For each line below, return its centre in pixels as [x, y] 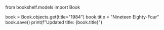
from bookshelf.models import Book [43, 7]
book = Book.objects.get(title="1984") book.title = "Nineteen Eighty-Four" [82, 17]
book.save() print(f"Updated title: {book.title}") [54, 22]
